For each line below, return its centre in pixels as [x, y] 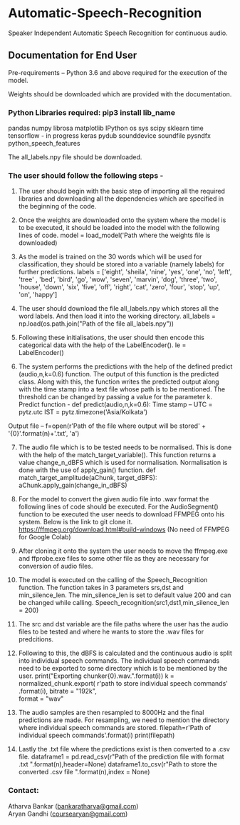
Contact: [24, 791]
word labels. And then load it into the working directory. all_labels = [117, 316]
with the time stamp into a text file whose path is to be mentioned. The [122, 389]
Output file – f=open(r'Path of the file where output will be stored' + [107, 426]
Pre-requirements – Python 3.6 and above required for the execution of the [118, 72]
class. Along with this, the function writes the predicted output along [119, 382]
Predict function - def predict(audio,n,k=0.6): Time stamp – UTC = [115, 404]
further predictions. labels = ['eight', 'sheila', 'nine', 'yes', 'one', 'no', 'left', [125, 272]
